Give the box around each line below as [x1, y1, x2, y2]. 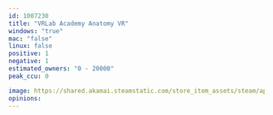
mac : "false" [8, 34, 53, 43]
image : [8, 87, 31, 95]
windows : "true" [8, 27, 63, 35]
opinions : [8, 94, 42, 102]
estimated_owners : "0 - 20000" [8, 65, 115, 73]
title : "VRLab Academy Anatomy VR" [8, 19, 129, 28]
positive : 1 [8, 49, 49, 57]
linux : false [8, 42, 53, 50]
